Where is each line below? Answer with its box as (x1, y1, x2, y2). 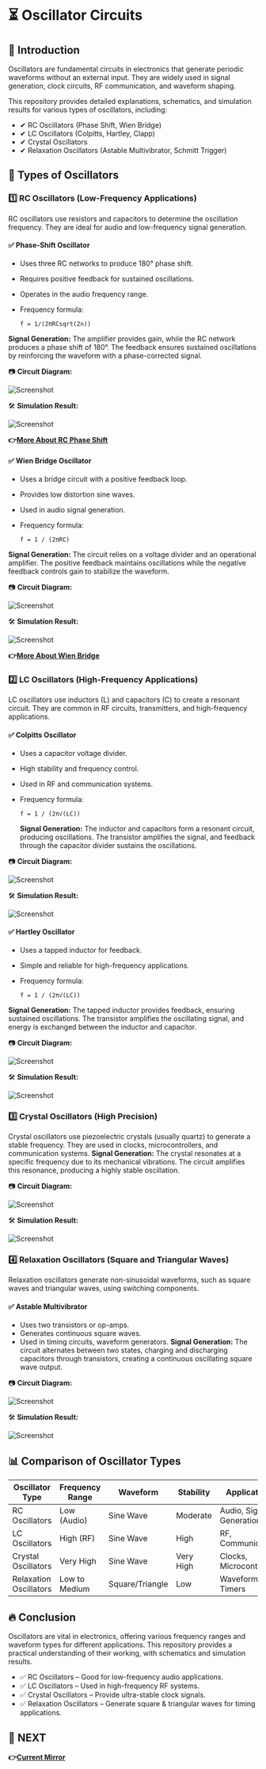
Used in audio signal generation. (19, 505, 126, 515)
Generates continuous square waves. (19, 1328, 142, 1337)
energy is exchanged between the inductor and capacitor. (8, 1022, 197, 1031)
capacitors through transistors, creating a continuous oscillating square (19, 1353, 253, 1363)
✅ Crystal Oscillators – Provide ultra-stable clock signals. (19, 1690, 206, 1700)
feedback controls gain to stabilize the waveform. (8, 566, 170, 576)
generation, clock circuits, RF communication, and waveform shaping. (8, 81, 236, 90)
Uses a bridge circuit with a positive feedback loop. (19, 474, 188, 484)
